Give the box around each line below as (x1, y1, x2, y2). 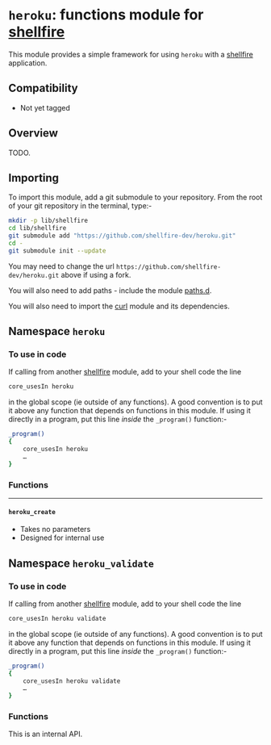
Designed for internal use (19, 533, 105, 542)
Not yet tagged (19, 103, 70, 112)
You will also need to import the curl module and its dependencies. (8, 301, 230, 311)
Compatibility (8, 82, 78, 95)
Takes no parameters (19, 525, 91, 534)
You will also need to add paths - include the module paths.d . (8, 285, 212, 295)
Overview (8, 127, 59, 140)
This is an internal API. (8, 729, 83, 739)
